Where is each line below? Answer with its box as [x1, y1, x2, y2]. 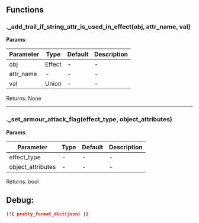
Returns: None [6, 95, 41, 102]
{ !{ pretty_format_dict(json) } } [6, 211, 89, 217]
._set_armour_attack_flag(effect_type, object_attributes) [6, 115, 173, 124]
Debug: [6, 195, 34, 205]
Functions [6, 5, 44, 15]
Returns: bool [6, 178, 39, 185]
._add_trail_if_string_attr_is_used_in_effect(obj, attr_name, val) [6, 23, 191, 31]
